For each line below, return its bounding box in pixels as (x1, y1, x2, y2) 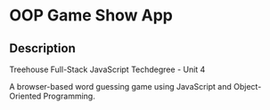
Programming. (43, 90, 95, 101)
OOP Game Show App (9, 5, 174, 26)
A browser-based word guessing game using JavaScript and (9, 82, 232, 91)
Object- (233, 82, 262, 91)
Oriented (9, 90, 42, 101)
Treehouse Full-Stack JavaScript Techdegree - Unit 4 (9, 64, 206, 75)
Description (9, 41, 76, 56)
